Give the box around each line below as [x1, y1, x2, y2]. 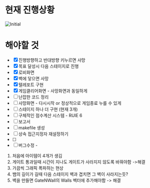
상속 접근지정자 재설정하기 [18, 131, 69, 137]
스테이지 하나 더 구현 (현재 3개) [18, 106, 78, 112]
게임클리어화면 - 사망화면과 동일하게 [18, 88, 88, 94]
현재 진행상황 [5, 4, 55, 16]
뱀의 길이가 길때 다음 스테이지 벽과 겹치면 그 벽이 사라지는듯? [12, 171, 128, 177]
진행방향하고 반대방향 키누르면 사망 [18, 57, 86, 63]
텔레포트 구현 [18, 82, 44, 88]
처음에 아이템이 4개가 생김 [12, 153, 63, 158]
